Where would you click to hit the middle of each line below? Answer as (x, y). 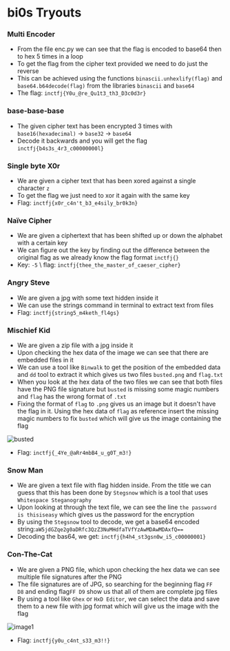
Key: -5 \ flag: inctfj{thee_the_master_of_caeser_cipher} (99, 265)
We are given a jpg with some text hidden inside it (87, 298)
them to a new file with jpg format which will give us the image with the (118, 606)
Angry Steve (29, 282)
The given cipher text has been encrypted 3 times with (95, 126)
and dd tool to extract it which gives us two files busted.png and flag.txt (120, 374)
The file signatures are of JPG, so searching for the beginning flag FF (115, 584)
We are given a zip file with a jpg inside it (75, 345)
